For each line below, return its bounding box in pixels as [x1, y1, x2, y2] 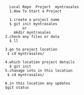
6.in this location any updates [5, 81, 70, 86]
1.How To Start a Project [9, 9, 62, 14]
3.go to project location [5, 47, 57, 52]
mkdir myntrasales [14, 30, 51, 35]
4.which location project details [5, 60, 75, 64]
